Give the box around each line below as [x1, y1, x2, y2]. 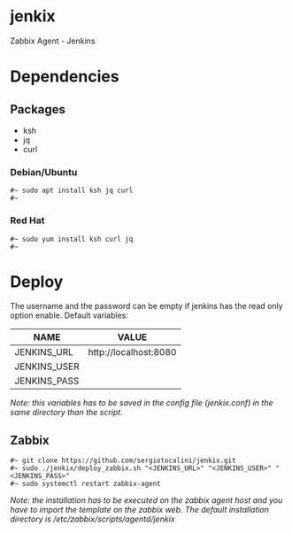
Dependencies [10, 66, 119, 87]
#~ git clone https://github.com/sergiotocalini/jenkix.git [10, 456, 237, 466]
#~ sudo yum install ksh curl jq [10, 235, 134, 243]
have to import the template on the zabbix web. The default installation [10, 505, 269, 515]
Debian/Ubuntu [10, 166, 78, 178]
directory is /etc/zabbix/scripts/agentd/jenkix [10, 514, 175, 524]
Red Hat [10, 214, 45, 227]
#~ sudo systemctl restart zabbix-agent [10, 480, 162, 489]
